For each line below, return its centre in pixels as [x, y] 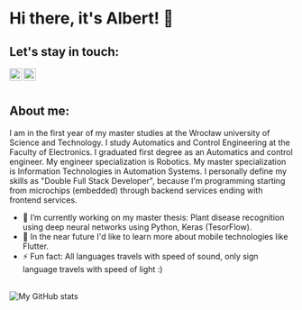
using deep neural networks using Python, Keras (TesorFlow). [137, 227]
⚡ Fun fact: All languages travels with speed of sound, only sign [140, 256]
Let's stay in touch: [64, 52]
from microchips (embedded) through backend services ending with [136, 190]
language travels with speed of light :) [92, 269]
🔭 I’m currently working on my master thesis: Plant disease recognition [153, 217]
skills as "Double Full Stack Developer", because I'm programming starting [147, 180]
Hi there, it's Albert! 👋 [92, 18]
